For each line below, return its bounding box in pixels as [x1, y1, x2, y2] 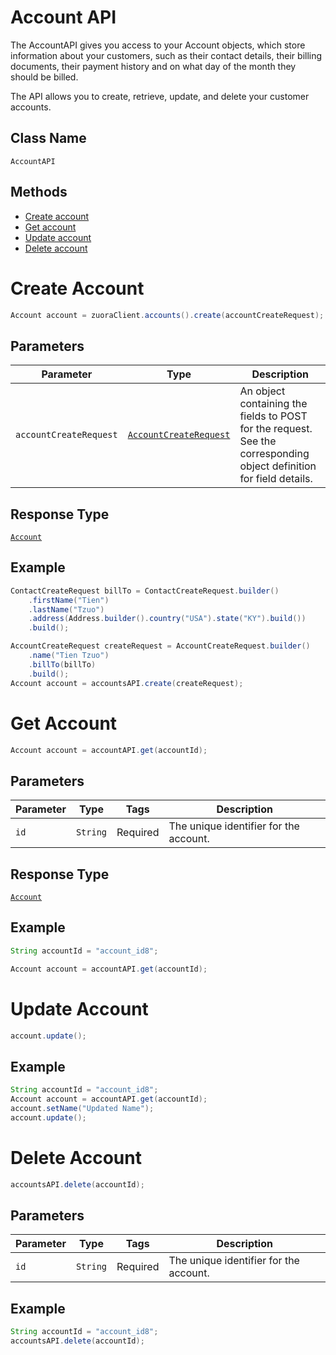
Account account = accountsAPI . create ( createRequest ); [10, 678, 244, 688]
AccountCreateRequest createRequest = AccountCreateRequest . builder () [10, 641, 311, 651]
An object [239, 384, 286, 398]
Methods [10, 184, 68, 201]
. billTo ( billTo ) [28, 659, 97, 670]
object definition [239, 459, 317, 473]
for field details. [239, 472, 313, 486]
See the [239, 434, 277, 448]
